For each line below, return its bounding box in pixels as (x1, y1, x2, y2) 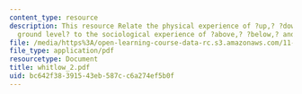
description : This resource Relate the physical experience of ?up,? (9, 21, 276, 30)
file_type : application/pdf (9, 47, 115, 56)
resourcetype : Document (9, 55, 99, 64)
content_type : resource (9, 13, 99, 22)
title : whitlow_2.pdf (9, 64, 91, 73)
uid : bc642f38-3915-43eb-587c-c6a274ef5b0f (9, 72, 175, 81)
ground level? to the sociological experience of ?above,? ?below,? (17, 30, 280, 38)
